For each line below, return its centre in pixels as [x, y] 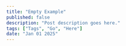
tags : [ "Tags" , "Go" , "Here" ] [45, 28]
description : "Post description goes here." [63, 23]
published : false [28, 17]
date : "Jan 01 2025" [32, 34]
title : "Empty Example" [36, 12]
